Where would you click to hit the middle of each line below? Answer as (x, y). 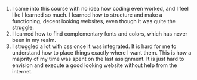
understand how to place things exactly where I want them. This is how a (101, 52)
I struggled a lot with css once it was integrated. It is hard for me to (94, 46)
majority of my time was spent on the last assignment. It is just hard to (98, 59)
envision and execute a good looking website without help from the (94, 65)
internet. (22, 71)
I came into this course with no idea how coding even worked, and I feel (100, 9)
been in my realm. (34, 40)
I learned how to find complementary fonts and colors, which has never (100, 34)
